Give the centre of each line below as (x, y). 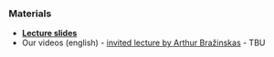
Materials (30, 14)
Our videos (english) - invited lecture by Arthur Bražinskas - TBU (143, 43)
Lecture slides (49, 33)
